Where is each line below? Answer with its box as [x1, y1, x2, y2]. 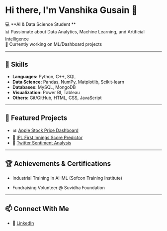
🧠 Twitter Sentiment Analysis [12, 139, 72, 146]
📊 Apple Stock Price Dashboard [12, 127, 79, 133]
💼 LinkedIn [12, 220, 34, 226]
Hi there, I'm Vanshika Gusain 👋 [5, 4, 138, 16]
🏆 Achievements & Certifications [5, 159, 111, 168]
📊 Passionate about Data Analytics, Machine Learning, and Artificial [5, 28, 145, 34]
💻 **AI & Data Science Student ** [5, 21, 76, 27]
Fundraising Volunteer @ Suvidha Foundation [12, 185, 105, 191]
